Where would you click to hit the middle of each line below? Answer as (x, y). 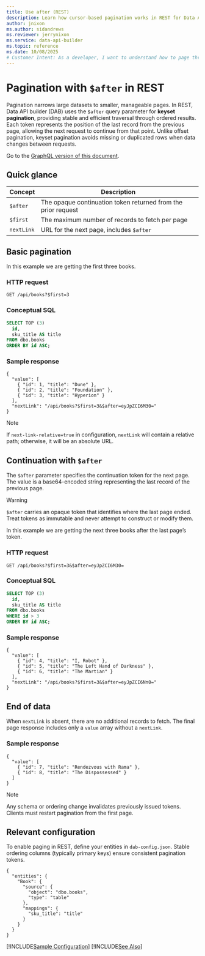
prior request (59, 210)
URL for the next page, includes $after (96, 230)
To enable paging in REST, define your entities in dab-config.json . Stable (98, 847)
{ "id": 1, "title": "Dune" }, (57, 385)
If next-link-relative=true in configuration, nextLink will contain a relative (100, 435)
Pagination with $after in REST (85, 88)
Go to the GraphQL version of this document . (63, 155)
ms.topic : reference (33, 47)
